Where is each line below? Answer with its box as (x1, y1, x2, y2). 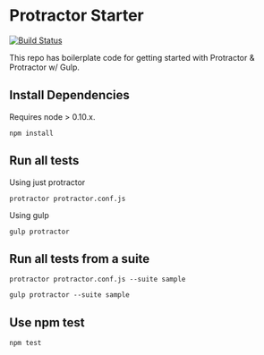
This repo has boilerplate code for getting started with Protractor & (9, 52, 255, 63)
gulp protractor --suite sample (9, 291, 130, 300)
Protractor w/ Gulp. (9, 62, 81, 72)
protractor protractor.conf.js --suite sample (9, 275, 186, 284)
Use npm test (9, 315, 85, 330)
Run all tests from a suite (9, 251, 150, 266)
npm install (9, 129, 54, 138)
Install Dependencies (9, 88, 130, 103)
